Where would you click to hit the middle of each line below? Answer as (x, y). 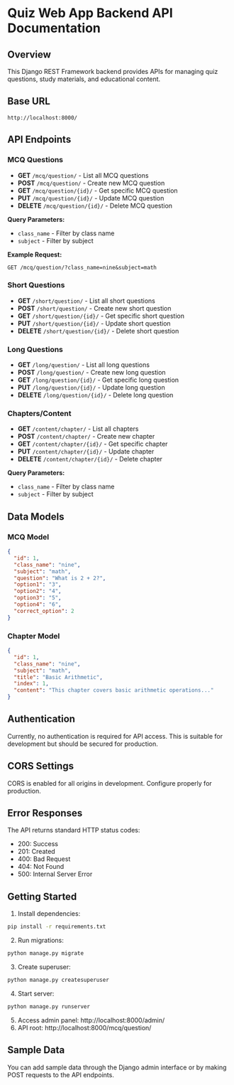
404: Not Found (41, 867)
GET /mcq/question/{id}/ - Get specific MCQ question (98, 191)
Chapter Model (34, 636)
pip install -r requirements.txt (57, 927)
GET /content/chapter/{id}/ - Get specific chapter (93, 444)
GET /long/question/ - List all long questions (84, 365)
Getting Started (42, 896)
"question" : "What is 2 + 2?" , (60, 578)
